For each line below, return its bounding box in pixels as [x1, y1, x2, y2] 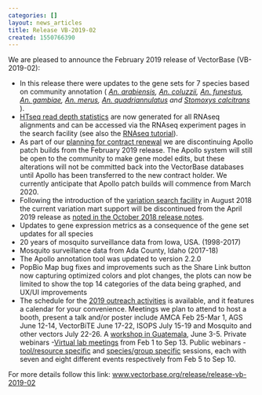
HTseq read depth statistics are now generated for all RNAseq [19, 112, 220, 122]
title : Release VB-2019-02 [8, 26, 96, 34]
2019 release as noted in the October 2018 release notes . [19, 212, 205, 222]
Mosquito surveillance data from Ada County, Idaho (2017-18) [19, 245, 219, 256]
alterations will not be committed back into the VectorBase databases [19, 162, 245, 172]
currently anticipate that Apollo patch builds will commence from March [19, 179, 251, 189]
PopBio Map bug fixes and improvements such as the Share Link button [19, 263, 251, 272]
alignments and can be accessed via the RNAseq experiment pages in [19, 120, 246, 130]
